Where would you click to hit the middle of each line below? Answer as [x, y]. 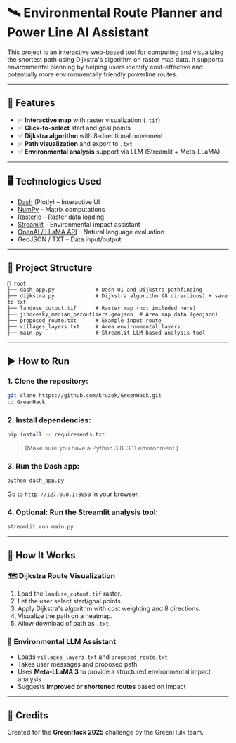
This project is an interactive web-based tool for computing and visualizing [116, 52]
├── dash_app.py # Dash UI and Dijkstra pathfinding [105, 290]
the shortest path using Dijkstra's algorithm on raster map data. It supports [115, 59]
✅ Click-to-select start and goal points [74, 128]
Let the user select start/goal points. [70, 601]
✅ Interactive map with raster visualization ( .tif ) [89, 120]
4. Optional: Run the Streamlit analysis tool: [83, 512]
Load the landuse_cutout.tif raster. [69, 594]
